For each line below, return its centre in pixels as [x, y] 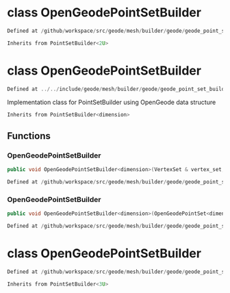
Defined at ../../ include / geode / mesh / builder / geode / [84, 89]
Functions [29, 136]
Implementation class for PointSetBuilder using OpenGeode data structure [112, 102]
